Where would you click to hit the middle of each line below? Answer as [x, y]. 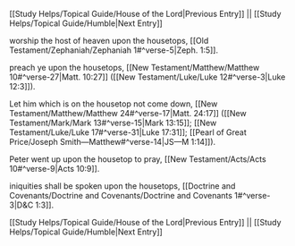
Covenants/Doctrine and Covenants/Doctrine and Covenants [121, 195]
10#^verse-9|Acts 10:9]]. [55, 169]
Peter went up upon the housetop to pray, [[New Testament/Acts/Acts [138, 159]
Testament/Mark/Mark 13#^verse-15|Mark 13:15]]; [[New [113, 123]
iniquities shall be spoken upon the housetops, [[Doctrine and [122, 186]
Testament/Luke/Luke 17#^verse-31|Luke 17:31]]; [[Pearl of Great [128, 132]
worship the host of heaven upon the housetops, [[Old [109, 41]
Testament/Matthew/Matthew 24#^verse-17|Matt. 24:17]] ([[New [128, 113]
